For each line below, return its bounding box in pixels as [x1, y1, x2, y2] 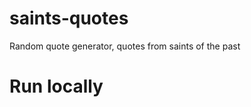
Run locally [9, 75, 104, 98]
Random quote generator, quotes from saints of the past [9, 40, 241, 52]
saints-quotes [9, 7, 129, 30]
